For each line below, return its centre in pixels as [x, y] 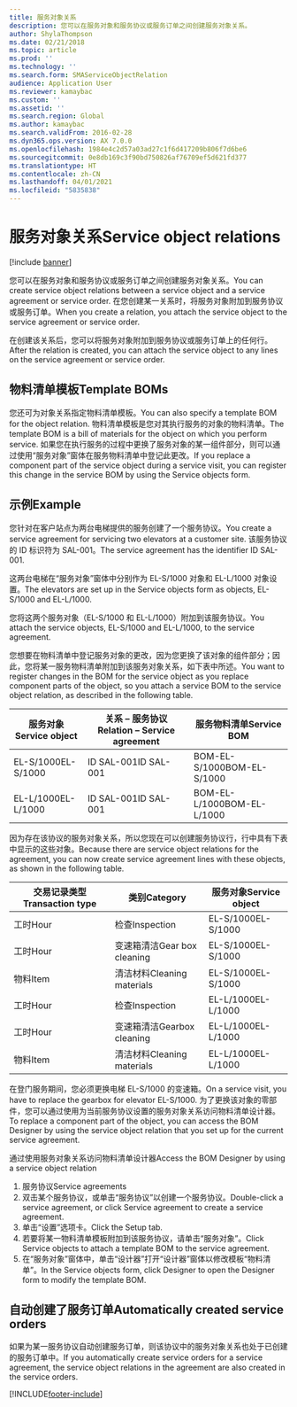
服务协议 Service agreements [74, 1186]
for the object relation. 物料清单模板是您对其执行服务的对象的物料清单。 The [147, 424]
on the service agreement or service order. [87, 359]
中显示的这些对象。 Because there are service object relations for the [134, 849]
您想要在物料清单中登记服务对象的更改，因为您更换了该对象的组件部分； [141, 655]
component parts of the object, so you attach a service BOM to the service [145, 685]
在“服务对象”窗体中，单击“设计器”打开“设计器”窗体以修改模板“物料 [142, 1258]
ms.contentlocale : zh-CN [55, 174]
